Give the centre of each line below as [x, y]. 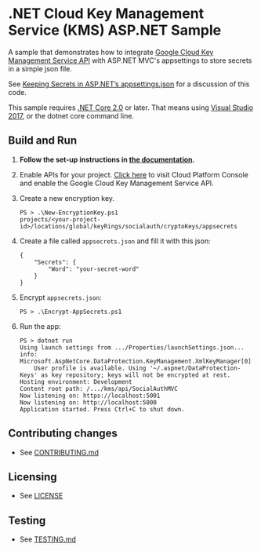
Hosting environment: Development [76, 381]
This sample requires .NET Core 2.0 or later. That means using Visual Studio [130, 108]
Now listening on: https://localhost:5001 [90, 396]
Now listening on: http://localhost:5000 [88, 402]
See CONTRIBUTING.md [59, 452]
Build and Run [42, 141]
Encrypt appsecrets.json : [60, 297]
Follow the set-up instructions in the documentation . [107, 159]
